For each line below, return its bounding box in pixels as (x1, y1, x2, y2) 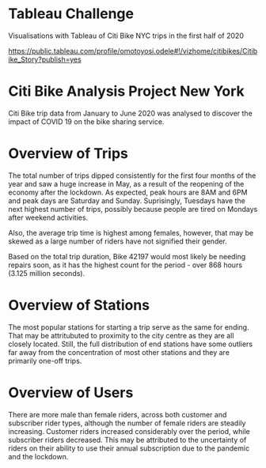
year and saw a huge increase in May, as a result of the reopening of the (8, 179, 245, 188)
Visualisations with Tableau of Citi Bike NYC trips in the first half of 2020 (8, 31, 244, 40)
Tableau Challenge (8, 5, 135, 23)
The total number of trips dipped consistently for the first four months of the (8, 171, 256, 180)
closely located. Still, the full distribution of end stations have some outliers (8, 339, 253, 349)
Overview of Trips (8, 145, 128, 163)
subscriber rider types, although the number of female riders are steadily (8, 418, 246, 428)
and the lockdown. (8, 451, 69, 461)
